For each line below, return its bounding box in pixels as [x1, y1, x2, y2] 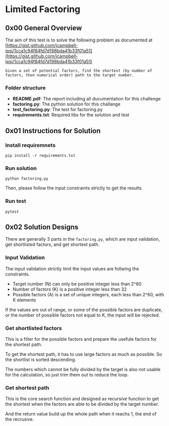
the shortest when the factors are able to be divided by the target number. [5, 401, 159, 407]
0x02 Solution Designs [5, 223, 79, 231]
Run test [5, 198, 26, 205]
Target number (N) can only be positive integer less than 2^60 [12, 281, 142, 287]
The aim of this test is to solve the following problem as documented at [5, 37, 153, 43]
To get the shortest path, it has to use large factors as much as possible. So [5, 351, 162, 357]
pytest [5, 209, 19, 214]
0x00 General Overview [5, 24, 82, 32]
